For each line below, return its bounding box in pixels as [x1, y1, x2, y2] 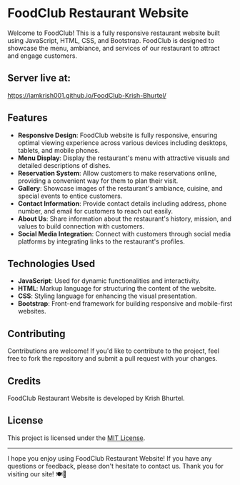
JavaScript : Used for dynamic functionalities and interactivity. [17, 276, 201, 285]
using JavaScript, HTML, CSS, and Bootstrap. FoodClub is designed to [7, 36, 214, 44]
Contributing [7, 327, 66, 340]
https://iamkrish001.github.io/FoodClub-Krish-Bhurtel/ [7, 91, 166, 99]
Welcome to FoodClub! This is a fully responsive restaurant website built [7, 29, 220, 37]
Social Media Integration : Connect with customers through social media [17, 229, 231, 238]
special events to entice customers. [17, 191, 123, 200]
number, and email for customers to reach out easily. [17, 206, 174, 215]
